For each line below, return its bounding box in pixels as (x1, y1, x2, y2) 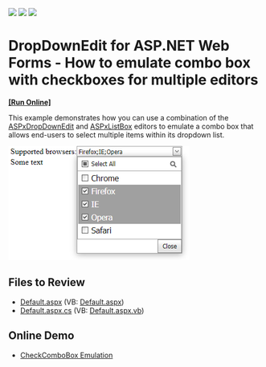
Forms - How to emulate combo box (8, 54, 251, 72)
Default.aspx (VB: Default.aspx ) (19, 297, 125, 307)
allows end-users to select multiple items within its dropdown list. (8, 129, 225, 140)
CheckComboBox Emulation (19, 350, 113, 360)
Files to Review (8, 275, 86, 289)
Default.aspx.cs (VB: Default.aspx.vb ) (19, 305, 145, 315)
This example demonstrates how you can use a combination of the (8, 112, 229, 122)
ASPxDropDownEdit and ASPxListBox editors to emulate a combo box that (8, 121, 254, 131)
